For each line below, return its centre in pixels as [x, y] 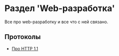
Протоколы [23, 37]
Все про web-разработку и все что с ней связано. [56, 22]
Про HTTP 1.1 [25, 48]
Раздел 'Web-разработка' [60, 8]
